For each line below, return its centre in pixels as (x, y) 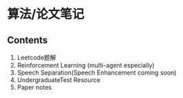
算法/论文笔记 (46, 14)
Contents (28, 40)
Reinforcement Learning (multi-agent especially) (86, 65)
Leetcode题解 (36, 57)
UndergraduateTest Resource (59, 80)
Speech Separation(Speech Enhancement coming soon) (97, 72)
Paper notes (34, 87)
